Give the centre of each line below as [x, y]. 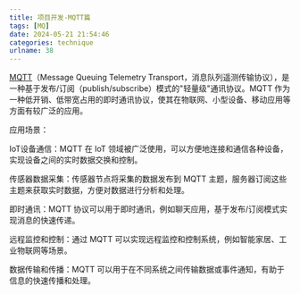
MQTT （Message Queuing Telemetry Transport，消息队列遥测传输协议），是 [150, 78]
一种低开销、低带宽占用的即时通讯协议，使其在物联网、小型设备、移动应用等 [150, 100]
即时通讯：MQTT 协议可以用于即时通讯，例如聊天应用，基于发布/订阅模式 [144, 209]
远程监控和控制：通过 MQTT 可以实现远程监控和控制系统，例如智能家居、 [144, 239]
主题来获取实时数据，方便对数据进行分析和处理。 [99, 190]
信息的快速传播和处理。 [52, 281]
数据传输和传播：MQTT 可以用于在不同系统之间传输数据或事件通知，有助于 [147, 270]
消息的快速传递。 [48, 221]
